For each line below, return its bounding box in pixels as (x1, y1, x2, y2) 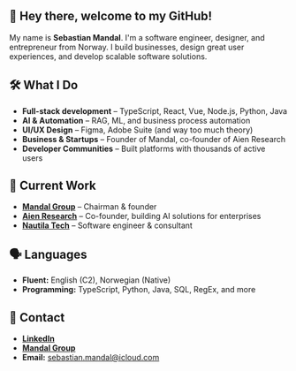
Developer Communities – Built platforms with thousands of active (21, 143, 266, 154)
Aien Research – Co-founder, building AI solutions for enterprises (21, 211, 262, 222)
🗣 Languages (9, 246, 87, 261)
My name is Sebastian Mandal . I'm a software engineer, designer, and (9, 32, 265, 42)
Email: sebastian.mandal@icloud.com (21, 352, 160, 363)
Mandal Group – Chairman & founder (21, 201, 157, 212)
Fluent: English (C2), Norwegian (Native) (21, 275, 171, 285)
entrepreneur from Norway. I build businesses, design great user (9, 42, 245, 52)
